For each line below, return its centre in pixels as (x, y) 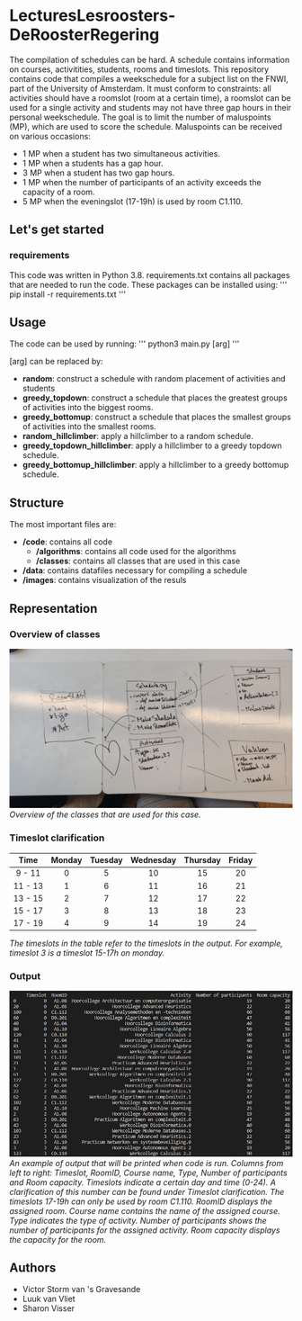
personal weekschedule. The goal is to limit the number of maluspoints (140, 117)
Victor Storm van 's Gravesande (81, 1290)
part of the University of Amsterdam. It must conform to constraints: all (140, 88)
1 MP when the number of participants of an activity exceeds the (142, 182)
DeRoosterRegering (84, 35)
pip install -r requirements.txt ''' (68, 294)
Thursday (203, 860)
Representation (53, 608)
